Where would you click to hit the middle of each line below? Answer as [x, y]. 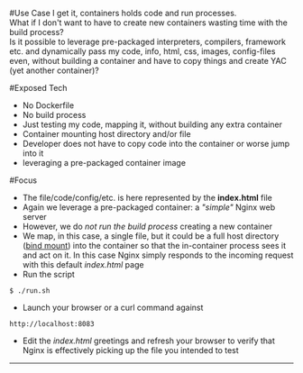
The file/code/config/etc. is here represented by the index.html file [147, 198]
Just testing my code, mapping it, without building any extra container [152, 124]
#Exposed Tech [38, 88]
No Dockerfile [48, 105]
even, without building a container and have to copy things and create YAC [148, 61]
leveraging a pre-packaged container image [104, 163]
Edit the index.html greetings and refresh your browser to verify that [148, 341]
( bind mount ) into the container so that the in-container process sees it [154, 246]
